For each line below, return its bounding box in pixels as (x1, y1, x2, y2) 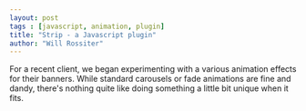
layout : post (9, 13, 59, 23)
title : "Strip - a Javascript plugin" (9, 30, 157, 39)
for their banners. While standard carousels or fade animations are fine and (9, 74, 291, 85)
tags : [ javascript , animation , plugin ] (9, 22, 166, 31)
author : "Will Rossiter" (9, 38, 104, 48)
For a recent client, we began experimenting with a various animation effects (9, 64, 297, 75)
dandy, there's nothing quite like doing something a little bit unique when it (9, 83, 289, 94)
